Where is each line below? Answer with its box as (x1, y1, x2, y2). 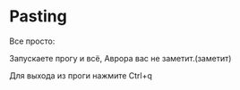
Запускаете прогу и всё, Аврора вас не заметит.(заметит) (9, 53, 232, 63)
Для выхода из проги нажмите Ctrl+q (9, 70, 152, 81)
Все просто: (9, 36, 56, 46)
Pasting (9, 6, 67, 27)
